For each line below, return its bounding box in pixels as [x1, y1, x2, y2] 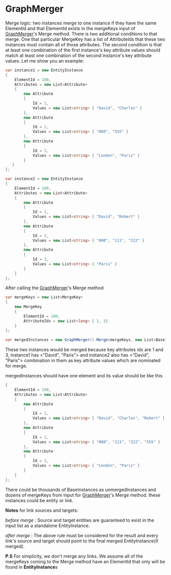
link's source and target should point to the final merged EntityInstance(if [5, 538, 159, 544]
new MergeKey [14, 304, 42, 310]
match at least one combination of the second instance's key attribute [5, 52, 152, 59]
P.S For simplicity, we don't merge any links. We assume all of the [5, 553, 144, 559]
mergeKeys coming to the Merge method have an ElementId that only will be [5, 558, 165, 564]
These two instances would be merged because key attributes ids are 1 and [5, 347, 164, 353]
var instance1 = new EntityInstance [5, 67, 83, 73]
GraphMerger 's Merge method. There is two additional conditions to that [5, 31, 158, 37]
